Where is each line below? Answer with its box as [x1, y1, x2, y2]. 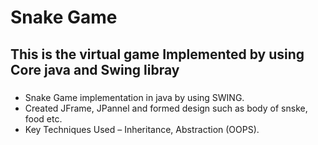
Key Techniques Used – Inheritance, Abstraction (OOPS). [24, 123, 260, 135]
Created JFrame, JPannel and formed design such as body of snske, [24, 102, 308, 114]
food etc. [24, 112, 63, 125]
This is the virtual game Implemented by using [10, 46, 305, 63]
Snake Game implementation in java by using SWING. [24, 91, 245, 103]
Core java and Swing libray [10, 61, 180, 78]
